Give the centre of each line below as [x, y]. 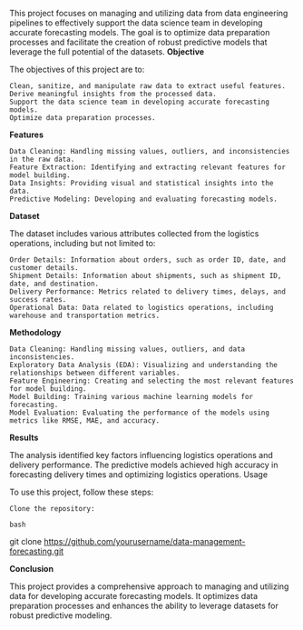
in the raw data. [42, 159]
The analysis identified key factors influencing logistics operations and [142, 455]
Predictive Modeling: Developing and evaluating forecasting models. [144, 199]
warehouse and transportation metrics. [85, 315]
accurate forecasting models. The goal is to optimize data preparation [140, 32]
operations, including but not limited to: [83, 243]
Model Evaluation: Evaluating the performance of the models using [140, 413]
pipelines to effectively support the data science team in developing [136, 23]
